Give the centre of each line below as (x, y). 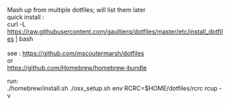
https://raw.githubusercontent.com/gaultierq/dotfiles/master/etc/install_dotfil (115, 31)
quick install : (26, 17)
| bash (24, 39)
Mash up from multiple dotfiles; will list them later (76, 10)
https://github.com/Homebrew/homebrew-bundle (77, 68)
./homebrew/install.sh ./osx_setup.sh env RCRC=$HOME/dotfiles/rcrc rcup (112, 88)
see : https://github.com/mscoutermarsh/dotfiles (76, 53)
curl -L (16, 24)
